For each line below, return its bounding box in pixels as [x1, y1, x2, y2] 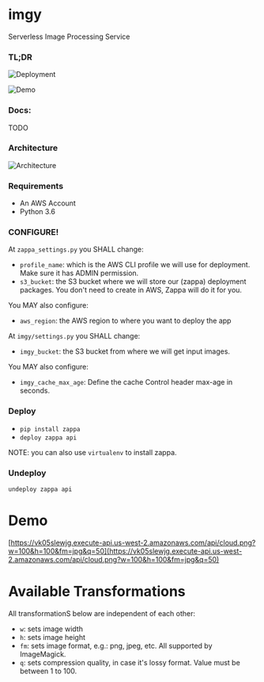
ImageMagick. [19, 649, 66, 659]
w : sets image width [19, 624, 83, 634]
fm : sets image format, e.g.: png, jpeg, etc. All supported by [19, 641, 213, 650]
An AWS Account [19, 198, 77, 208]
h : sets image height [19, 632, 85, 642]
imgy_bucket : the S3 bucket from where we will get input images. [19, 347, 231, 356]
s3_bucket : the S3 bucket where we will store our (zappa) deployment [19, 277, 247, 286]
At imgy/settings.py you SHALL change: [8, 331, 141, 341]
